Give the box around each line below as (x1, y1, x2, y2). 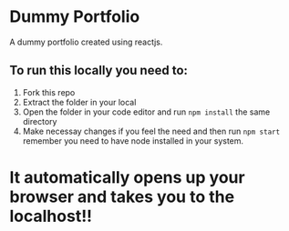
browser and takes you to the (9, 186, 235, 206)
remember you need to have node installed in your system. (22, 135, 244, 146)
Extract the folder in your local (22, 96, 137, 107)
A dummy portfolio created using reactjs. (9, 36, 163, 47)
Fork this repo (22, 86, 76, 97)
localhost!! (9, 206, 93, 226)
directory (22, 115, 57, 126)
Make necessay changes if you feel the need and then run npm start (22, 126, 281, 136)
